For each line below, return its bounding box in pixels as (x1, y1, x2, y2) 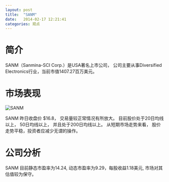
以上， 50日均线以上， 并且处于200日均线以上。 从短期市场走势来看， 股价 (5, 122, 161, 128)
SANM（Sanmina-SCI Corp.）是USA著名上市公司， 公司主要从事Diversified (5, 62, 162, 68)
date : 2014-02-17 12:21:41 (5, 17, 67, 22)
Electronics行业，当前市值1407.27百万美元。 (5, 68, 97, 74)
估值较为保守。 (5, 171, 36, 177)
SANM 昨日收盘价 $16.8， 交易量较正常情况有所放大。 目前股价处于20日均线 (5, 115, 164, 121)
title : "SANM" (5, 12, 37, 17)
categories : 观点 (5, 21, 40, 27)
